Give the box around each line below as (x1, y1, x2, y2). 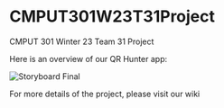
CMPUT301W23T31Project (9, 6, 215, 27)
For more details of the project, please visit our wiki (9, 88, 201, 99)
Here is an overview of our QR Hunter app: (9, 53, 168, 64)
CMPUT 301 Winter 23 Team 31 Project (9, 36, 154, 47)
